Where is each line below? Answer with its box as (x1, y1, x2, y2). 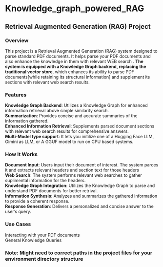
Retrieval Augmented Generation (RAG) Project (5, 22, 151, 31)
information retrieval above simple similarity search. (5, 108, 109, 114)
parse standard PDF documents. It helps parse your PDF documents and (5, 53, 151, 59)
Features (5, 91, 27, 98)
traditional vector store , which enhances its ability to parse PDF (5, 69, 134, 75)
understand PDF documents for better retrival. (5, 188, 98, 194)
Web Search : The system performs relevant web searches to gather (5, 172, 143, 178)
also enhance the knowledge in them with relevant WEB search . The (5, 58, 144, 64)
